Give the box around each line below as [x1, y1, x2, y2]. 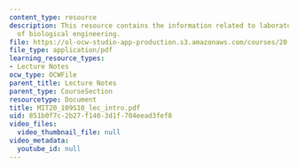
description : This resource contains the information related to [9, 21, 255, 30]
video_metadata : [9, 136, 69, 145]
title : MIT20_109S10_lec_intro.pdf [9, 103, 141, 112]
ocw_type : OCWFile [9, 71, 77, 80]
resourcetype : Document [9, 95, 98, 104]
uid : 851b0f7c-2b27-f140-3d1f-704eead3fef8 [9, 111, 173, 120]
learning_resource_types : [9, 54, 105, 63]
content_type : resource [9, 12, 98, 22]
